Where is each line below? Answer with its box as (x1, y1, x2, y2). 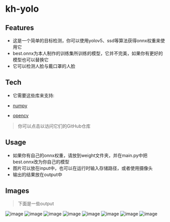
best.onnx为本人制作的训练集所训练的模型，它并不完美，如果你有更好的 (12, 51, 163, 56)
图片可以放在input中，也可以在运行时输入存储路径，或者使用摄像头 (12, 165, 153, 171)
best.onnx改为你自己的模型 (12, 159, 70, 165)
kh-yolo (5, 3, 39, 15)
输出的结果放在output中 (12, 171, 63, 178)
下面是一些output (17, 201, 54, 207)
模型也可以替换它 (12, 57, 49, 63)
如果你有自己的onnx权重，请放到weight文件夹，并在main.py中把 (12, 152, 148, 158)
